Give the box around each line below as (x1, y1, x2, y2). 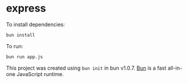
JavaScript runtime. (16, 70, 64, 77)
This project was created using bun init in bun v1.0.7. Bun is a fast (6, 64, 167, 71)
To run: (6, 42, 23, 49)
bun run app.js (6, 54, 43, 60)
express (6, 2, 46, 15)
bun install (6, 32, 35, 38)
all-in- (168, 64, 183, 71)
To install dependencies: (6, 21, 66, 28)
